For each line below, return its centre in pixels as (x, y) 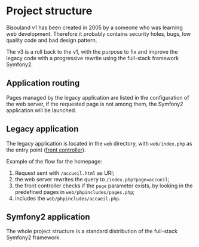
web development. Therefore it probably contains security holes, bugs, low (99, 33)
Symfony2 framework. (33, 237)
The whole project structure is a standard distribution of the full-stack (92, 231)
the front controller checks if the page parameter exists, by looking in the (104, 186)
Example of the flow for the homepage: (54, 161)
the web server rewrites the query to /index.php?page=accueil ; (92, 179)
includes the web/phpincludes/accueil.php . (68, 198)
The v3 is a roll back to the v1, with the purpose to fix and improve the (92, 51)
